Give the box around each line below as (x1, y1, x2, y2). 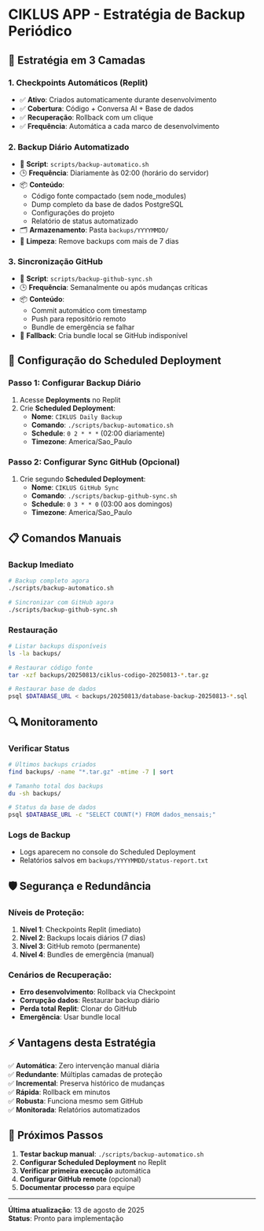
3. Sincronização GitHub (8, 256, 104, 267)
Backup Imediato (8, 559, 75, 570)
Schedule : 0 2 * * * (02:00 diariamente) (31, 428, 165, 438)
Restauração (8, 624, 58, 635)
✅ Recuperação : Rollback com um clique (19, 112, 153, 122)
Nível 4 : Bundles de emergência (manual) (19, 950, 155, 960)
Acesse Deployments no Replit (19, 395, 121, 405)
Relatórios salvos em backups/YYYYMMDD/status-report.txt (19, 855, 209, 865)
